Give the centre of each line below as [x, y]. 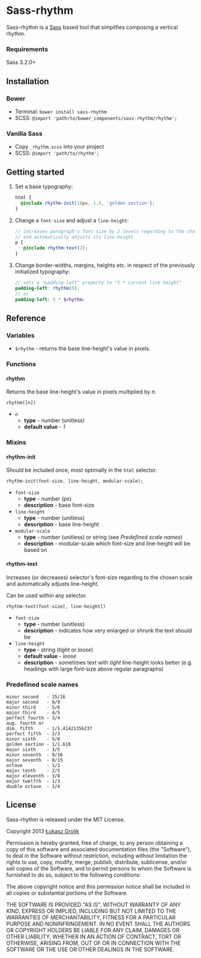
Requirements [27, 49]
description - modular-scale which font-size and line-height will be [107, 543]
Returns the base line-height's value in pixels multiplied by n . [82, 392]
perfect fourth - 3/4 [33, 718]
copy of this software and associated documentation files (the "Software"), [99, 849]
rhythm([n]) [21, 403]
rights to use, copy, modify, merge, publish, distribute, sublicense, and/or [97, 862]
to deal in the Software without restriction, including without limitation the [97, 856]
